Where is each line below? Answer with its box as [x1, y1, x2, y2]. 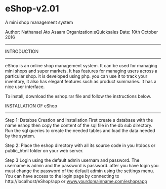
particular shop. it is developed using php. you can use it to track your [5, 73, 148, 79]
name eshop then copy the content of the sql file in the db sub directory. [5, 122, 153, 128]
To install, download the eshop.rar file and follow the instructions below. [5, 93, 152, 99]
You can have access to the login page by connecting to [5, 173, 120, 179]
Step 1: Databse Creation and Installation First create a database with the [5, 117, 153, 123]
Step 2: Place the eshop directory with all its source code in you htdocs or [5, 142, 156, 148]
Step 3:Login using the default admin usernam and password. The [5, 157, 140, 163]
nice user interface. [5, 84, 45, 90]
